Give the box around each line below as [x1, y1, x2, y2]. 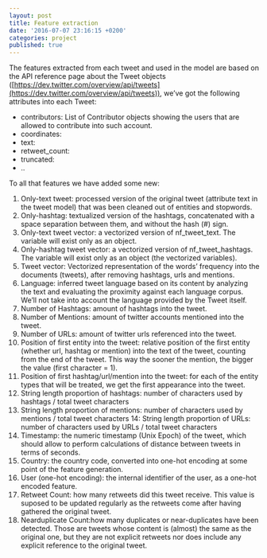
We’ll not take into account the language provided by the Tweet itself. [20, 295, 247, 305]
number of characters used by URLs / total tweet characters [20, 423, 218, 432]
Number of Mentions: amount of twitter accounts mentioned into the [20, 312, 245, 322]
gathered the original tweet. [20, 507, 112, 517]
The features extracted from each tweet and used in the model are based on [9, 63, 259, 72]
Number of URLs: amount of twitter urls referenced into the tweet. [20, 330, 237, 339]
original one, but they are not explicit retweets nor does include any [20, 533, 242, 542]
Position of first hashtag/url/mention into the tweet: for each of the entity [20, 372, 259, 381]
